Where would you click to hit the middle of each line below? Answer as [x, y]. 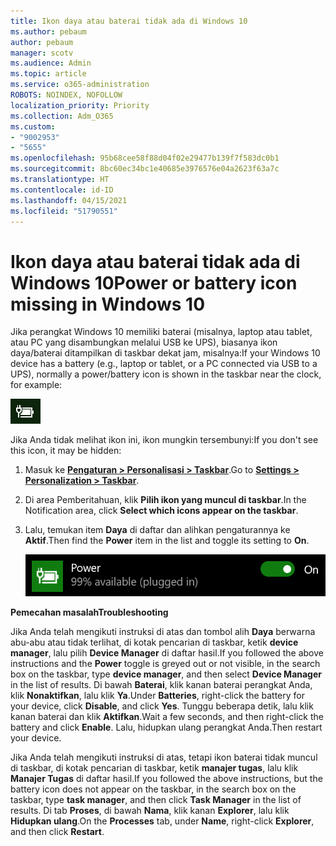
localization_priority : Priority [80, 105]
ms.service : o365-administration [80, 85]
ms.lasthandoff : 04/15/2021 [69, 200]
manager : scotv [42, 53]
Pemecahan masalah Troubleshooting [89, 612]
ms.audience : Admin [51, 63]
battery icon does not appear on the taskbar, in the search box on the [153, 789]
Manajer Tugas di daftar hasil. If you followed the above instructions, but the [166, 779]
